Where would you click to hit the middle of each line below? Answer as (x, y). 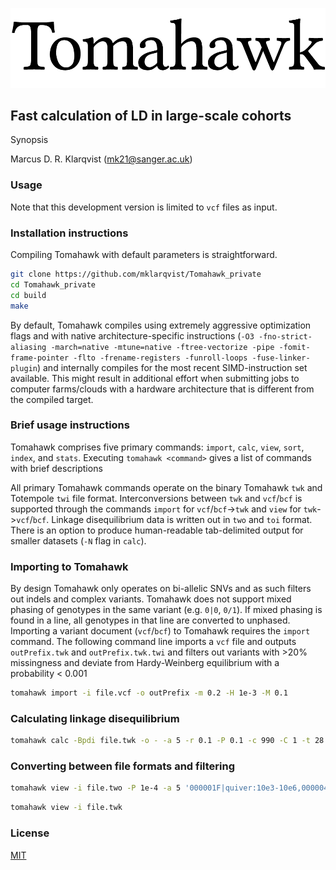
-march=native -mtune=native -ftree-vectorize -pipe (162, 347)
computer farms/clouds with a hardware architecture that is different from (162, 389)
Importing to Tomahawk (69, 566)
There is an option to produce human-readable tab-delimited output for (157, 530)
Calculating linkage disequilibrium (95, 718)
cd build (28, 295)
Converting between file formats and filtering (123, 766)
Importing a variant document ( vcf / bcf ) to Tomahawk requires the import (160, 631)
